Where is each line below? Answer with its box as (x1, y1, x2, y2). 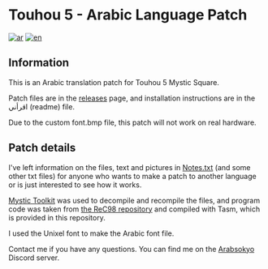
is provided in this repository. (8, 212, 106, 222)
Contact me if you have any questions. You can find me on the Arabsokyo (8, 244, 255, 254)
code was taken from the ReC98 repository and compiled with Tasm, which (8, 204, 261, 214)
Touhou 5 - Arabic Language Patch (8, 6, 248, 24)
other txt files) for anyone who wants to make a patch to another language (8, 171, 257, 181)
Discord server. (8, 253, 60, 263)
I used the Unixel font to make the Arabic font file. (8, 228, 175, 238)
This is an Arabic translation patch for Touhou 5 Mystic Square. (8, 77, 219, 87)
